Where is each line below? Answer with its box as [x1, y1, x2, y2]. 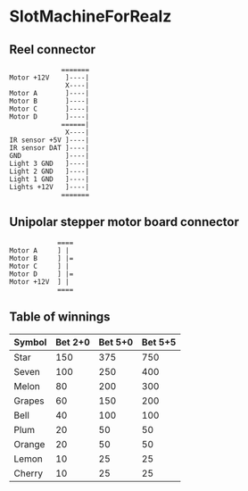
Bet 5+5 [141, 336, 177, 348]
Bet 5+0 [98, 336, 134, 348]
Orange [13, 437, 45, 450]
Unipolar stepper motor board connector [9, 214, 239, 229]
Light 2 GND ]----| [9, 167, 90, 176]
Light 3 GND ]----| [9, 159, 90, 168]
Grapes [13, 395, 45, 407]
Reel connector [9, 42, 96, 57]
